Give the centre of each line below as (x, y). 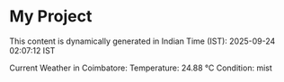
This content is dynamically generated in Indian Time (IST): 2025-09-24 (142, 41)
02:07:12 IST (32, 50)
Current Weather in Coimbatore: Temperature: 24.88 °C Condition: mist (141, 68)
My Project (51, 16)
